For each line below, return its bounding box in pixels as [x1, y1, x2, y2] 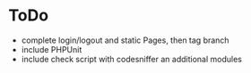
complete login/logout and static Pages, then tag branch [21, 35, 229, 45]
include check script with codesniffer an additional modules [21, 53, 243, 64]
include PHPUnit [21, 44, 82, 54]
